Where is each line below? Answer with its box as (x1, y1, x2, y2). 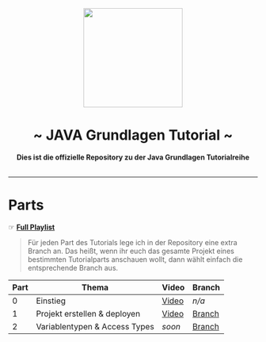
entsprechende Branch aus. (27, 263, 119, 272)
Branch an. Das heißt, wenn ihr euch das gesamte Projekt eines (27, 246, 235, 256)
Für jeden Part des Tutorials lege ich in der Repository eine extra (27, 237, 237, 247)
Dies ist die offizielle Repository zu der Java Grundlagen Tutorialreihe (16, 152, 250, 162)
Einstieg (36, 295, 66, 306)
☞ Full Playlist (8, 222, 55, 232)
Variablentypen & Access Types (36, 321, 154, 332)
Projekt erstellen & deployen (36, 308, 141, 319)
